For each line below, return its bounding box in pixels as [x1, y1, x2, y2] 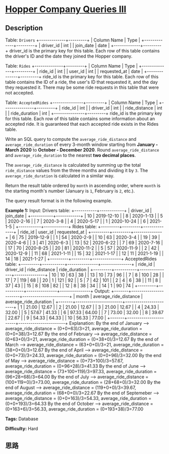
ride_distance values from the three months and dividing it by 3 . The [5, 168, 148, 173]
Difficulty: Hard [5, 426, 38, 431]
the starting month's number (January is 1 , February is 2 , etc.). [5, 188, 135, 194]
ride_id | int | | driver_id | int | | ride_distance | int [62, 105, 162, 111]
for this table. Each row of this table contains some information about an [5, 116, 155, 122]
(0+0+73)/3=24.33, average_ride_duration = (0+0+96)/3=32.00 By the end [5, 352, 161, 358]
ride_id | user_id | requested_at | [20, 229, 87, 235]
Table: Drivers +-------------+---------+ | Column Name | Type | [5, 37, 140, 43]
